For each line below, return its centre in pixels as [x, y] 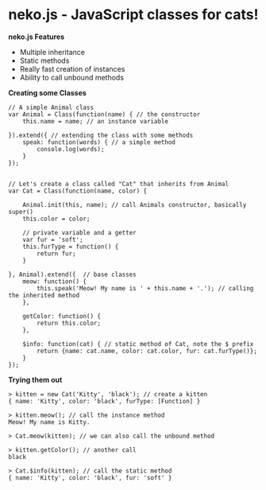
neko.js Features [37, 37]
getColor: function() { [62, 316]
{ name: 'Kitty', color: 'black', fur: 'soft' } [90, 478]
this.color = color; [56, 219]
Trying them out [35, 379]
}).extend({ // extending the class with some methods [101, 135]
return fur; [57, 253]
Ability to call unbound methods [72, 77]
